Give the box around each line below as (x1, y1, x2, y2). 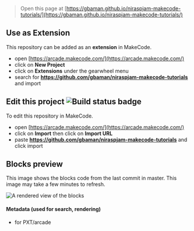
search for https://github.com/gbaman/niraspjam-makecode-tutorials (14, 73, 188, 81)
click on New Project (14, 61, 65, 68)
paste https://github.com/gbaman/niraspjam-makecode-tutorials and (14, 136, 188, 143)
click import (14, 142, 43, 149)
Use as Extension (6, 28, 70, 38)
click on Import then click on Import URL (14, 130, 113, 137)
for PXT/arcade (14, 219, 51, 226)
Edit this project (6, 96, 65, 107)
